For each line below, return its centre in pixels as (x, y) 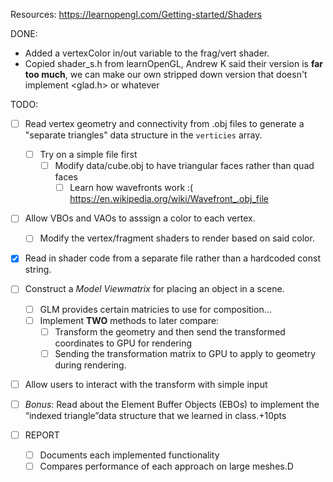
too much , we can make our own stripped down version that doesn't (166, 74)
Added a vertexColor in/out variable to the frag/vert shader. (147, 53)
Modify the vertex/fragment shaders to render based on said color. (177, 238)
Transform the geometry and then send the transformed (170, 331)
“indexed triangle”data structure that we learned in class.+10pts (155, 415)
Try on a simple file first (88, 155)
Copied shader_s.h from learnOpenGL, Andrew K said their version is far (174, 63)
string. (38, 270)
